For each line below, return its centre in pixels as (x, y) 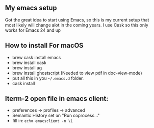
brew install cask (29, 63)
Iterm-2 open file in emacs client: (57, 99)
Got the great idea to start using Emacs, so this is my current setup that (77, 20)
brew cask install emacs (37, 57)
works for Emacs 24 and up (33, 30)
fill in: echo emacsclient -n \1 (42, 121)
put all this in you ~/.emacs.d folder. (48, 78)
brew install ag (27, 67)
